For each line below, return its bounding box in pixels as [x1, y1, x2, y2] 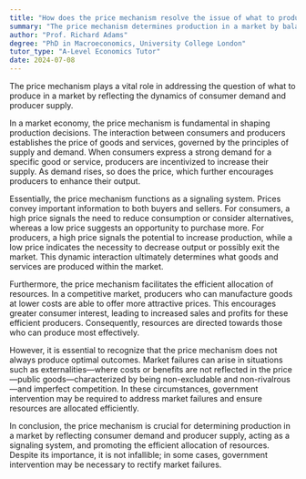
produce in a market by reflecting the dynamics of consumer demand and [9, 90, 287, 101]
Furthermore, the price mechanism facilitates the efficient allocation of [9, 279, 274, 290]
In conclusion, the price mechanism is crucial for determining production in [9, 421, 291, 431]
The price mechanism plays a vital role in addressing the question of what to [9, 81, 296, 91]
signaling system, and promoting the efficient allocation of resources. [9, 440, 270, 451]
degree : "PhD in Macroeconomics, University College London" [9, 38, 247, 48]
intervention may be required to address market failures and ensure [9, 393, 262, 403]
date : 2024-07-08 [9, 56, 76, 65]
